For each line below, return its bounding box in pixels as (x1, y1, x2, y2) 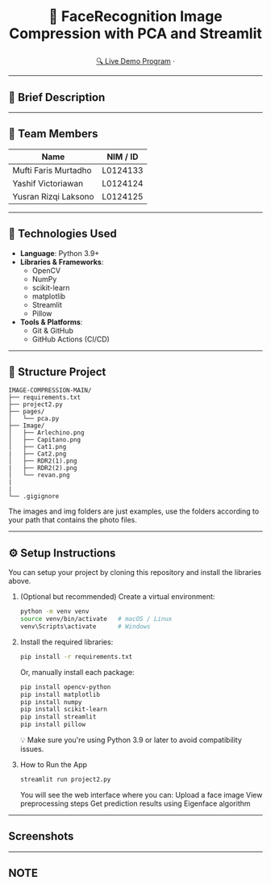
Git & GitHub (31, 325, 74, 335)
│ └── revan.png (8, 472, 70, 480)
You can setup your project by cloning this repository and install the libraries (8, 568, 262, 577)
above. (8, 577, 31, 586)
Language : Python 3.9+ (19, 248, 100, 258)
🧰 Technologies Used (8, 227, 117, 241)
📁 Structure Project (8, 365, 106, 379)
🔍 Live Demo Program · (96, 57, 175, 66)
